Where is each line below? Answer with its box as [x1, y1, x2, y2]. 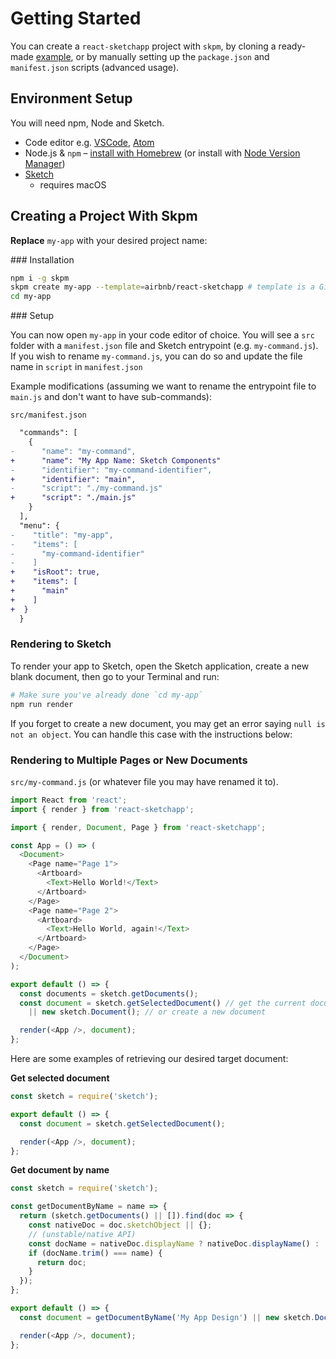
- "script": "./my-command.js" [10, 483, 163, 494]
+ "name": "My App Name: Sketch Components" [10, 455, 222, 466]
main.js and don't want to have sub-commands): [10, 391, 213, 403]
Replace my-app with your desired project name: [10, 234, 208, 246]
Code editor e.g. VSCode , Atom [24, 136, 155, 148]
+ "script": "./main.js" [10, 493, 137, 503]
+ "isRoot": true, [10, 567, 101, 577]
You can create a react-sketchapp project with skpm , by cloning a [10, 40, 277, 52]
